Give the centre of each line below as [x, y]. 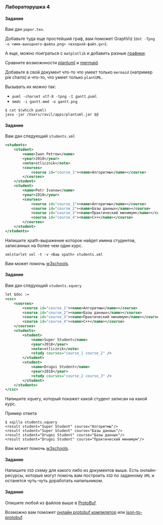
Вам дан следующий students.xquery [43, 285]
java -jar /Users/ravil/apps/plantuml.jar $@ [52, 115]
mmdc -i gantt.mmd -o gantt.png [45, 102]
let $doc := [17, 295]
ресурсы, [15, 475]
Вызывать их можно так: [31, 87]
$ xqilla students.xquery [31, 422]
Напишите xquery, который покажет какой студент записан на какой [76, 399]
